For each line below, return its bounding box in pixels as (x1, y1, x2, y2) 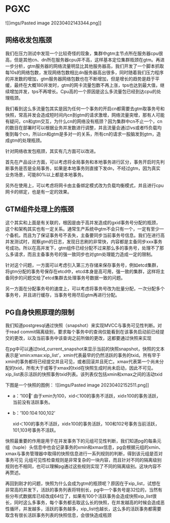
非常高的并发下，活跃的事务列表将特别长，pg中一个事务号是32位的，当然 (5, 487, 158, 493)
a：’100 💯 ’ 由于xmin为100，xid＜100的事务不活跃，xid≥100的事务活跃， (12, 393, 161, 399)
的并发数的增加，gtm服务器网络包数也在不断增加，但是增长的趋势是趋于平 (5, 76, 160, 82)
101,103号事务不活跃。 (12, 427, 59, 433)
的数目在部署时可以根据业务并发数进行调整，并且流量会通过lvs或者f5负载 (5, 124, 158, 130)
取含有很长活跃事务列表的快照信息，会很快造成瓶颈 (5, 512, 112, 518)
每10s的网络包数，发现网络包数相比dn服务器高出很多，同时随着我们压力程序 (5, 69, 164, 75)
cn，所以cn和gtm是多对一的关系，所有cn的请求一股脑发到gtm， (22, 130, 157, 137)
